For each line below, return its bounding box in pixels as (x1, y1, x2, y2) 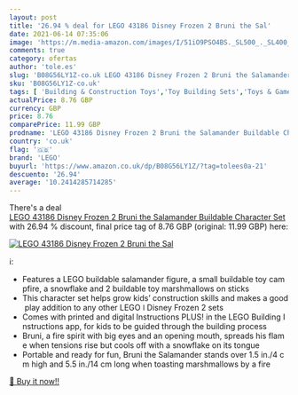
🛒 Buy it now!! (9, 376, 60, 387)
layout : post (9, 12, 58, 22)
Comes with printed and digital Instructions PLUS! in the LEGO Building (21, 312, 281, 322)
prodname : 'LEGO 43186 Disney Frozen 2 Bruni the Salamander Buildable (9, 129, 279, 138)
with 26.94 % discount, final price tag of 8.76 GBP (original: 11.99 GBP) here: (9, 221, 289, 232)
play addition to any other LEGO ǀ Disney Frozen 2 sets (24, 303, 224, 313)
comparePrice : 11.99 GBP (9, 121, 101, 130)
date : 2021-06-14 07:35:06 (9, 29, 109, 38)
